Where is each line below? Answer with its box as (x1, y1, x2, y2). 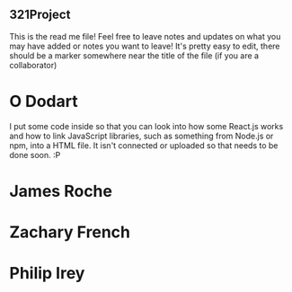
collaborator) (9, 59, 58, 70)
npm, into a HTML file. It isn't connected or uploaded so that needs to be (9, 139, 279, 151)
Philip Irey (9, 263, 85, 284)
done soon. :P (9, 149, 61, 160)
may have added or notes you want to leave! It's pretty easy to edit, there (9, 40, 280, 51)
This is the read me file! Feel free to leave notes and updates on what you (9, 31, 281, 41)
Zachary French (9, 222, 130, 243)
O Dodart (9, 92, 78, 111)
